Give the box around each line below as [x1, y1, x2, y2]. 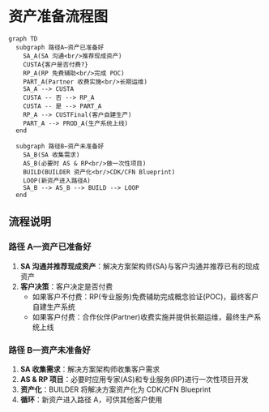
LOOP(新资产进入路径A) [23, 176, 91, 185]
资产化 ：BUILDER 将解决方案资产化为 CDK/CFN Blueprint [19, 384, 211, 394]
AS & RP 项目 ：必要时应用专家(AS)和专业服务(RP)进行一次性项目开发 [19, 374, 249, 384]
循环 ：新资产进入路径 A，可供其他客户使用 [19, 394, 163, 404]
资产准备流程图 [8, 7, 109, 26]
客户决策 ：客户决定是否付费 [19, 281, 113, 291]
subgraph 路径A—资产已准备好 [15, 43, 105, 51]
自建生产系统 [32, 302, 75, 311]
